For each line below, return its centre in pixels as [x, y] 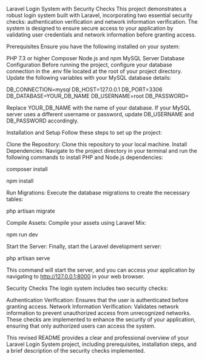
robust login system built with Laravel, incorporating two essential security [100, 15]
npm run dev [22, 235]
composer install [27, 169]
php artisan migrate [31, 211]
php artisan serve [28, 258]
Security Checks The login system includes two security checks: [87, 288]
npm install [20, 181]
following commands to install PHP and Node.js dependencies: [85, 157]
